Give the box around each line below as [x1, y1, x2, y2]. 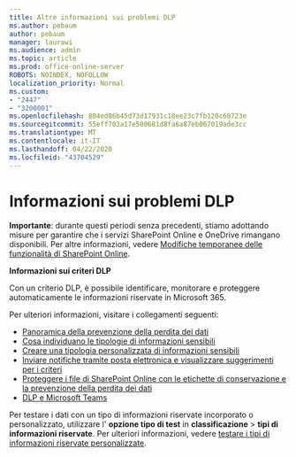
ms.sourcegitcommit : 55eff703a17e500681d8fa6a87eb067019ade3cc [9, 120, 247, 129]
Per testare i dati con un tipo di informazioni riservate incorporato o [9, 409, 254, 421]
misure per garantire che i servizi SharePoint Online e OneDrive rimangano [9, 229, 281, 240]
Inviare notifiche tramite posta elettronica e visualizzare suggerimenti [21, 355, 274, 366]
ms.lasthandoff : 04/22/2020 [9, 144, 113, 153]
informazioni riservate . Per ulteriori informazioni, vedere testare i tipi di [9, 429, 270, 439]
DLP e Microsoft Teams [21, 392, 108, 403]
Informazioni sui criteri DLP [9, 266, 112, 276]
